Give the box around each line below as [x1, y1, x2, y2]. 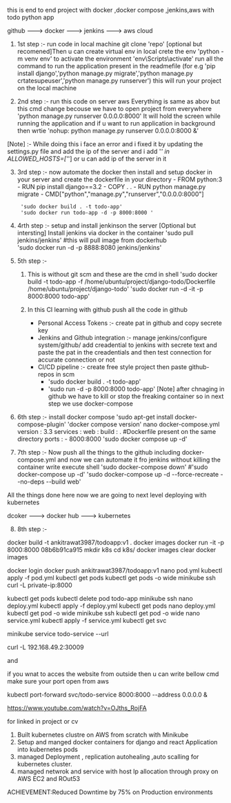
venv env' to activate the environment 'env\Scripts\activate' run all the [23, 54, 224, 63]
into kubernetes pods [17, 745, 78, 753]
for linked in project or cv [7, 717, 79, 725]
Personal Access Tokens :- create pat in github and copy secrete [37, 319, 222, 327]
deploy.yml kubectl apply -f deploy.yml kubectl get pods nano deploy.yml [7, 602, 216, 610]
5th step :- [17, 257, 47, 265]
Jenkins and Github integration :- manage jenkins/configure [37, 334, 208, 341]
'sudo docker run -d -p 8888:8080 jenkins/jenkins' [17, 244, 162, 251]
